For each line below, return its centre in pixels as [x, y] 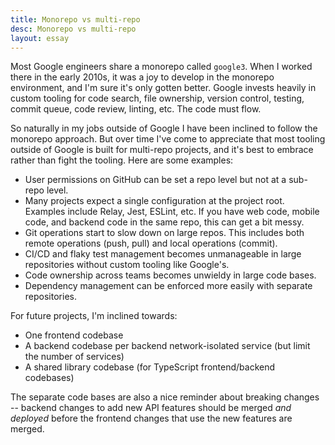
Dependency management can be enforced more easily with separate [168, 286]
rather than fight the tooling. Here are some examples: [122, 160]
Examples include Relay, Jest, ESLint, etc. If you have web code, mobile [172, 212]
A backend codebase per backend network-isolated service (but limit [167, 346]
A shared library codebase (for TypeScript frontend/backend [150, 367]
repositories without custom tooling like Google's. [127, 265]
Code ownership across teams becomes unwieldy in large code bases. [170, 275]
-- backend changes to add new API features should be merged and [151, 408]
